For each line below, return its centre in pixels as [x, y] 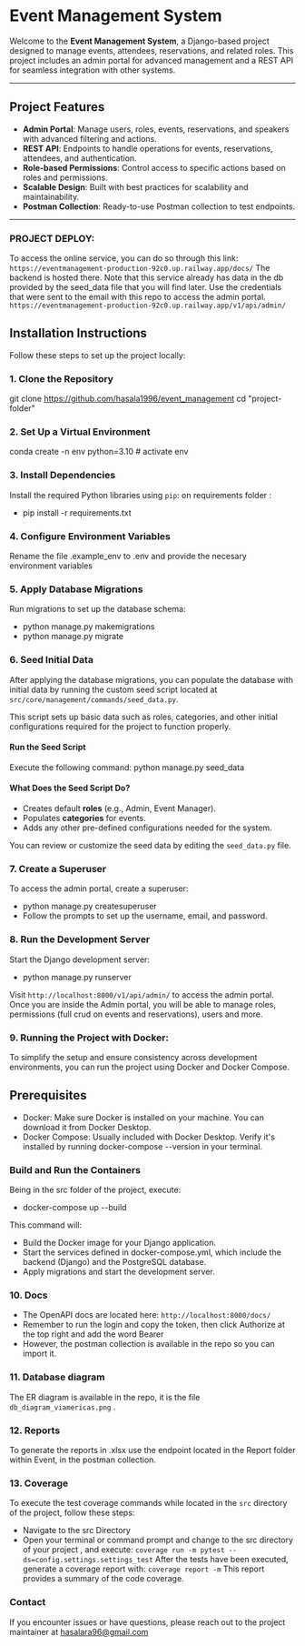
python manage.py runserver [77, 977]
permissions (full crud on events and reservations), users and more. [136, 1014]
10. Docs [29, 1295]
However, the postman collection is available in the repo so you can [148, 1344]
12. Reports [35, 1430]
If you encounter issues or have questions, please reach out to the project [148, 1622]
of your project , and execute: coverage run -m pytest [123, 1550]
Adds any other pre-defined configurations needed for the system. [147, 828]
